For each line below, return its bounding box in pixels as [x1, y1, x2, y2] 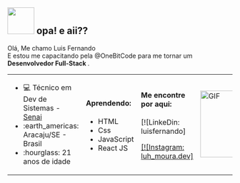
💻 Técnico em [23, 83, 72, 93]
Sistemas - [23, 103, 61, 113]
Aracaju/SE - [23, 130, 67, 140]
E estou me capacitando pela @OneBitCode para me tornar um [7, 51, 193, 60]
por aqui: [141, 99, 172, 109]
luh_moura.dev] [141, 151, 194, 161]
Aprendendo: [85, 98, 132, 108]
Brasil [23, 138, 42, 148]
